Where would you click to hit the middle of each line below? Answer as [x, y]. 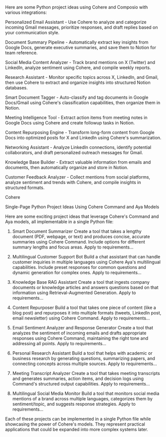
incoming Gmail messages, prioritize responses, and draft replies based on [82, 27]
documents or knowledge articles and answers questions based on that [85, 287]
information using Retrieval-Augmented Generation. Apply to [74, 293]
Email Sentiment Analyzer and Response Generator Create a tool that [83, 328]
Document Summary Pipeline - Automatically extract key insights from [77, 42]
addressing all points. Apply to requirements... [59, 343]
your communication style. [32, 32]
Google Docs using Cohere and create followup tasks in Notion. [70, 123]
